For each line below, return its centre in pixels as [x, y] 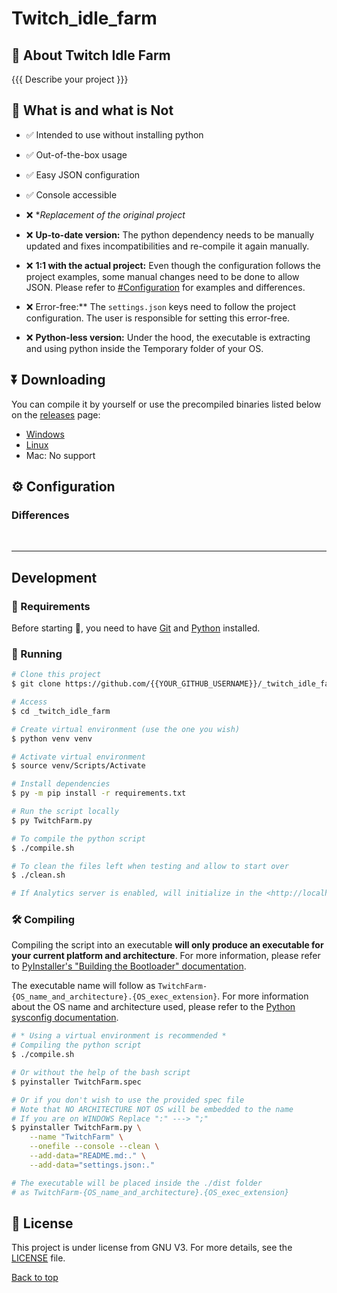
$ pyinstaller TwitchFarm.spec [76, 1082]
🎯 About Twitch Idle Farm [91, 55]
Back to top [35, 1278]
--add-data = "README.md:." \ [87, 1156]
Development [54, 577]
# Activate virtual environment [78, 757]
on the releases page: [56, 414]
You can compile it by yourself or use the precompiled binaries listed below [166, 404]
